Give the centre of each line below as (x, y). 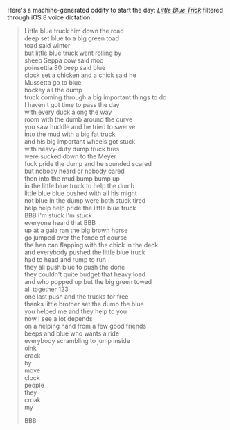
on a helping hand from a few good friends (85, 326)
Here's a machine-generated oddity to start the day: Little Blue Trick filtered (115, 10)
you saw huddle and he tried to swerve (80, 127)
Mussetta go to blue (53, 82)
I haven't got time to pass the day (72, 105)
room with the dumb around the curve (78, 119)
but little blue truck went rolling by (73, 53)
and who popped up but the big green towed (88, 282)
